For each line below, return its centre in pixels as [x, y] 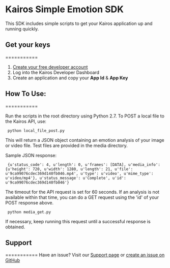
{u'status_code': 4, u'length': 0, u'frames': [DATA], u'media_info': [84, 165]
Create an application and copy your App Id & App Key [70, 78]
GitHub [13, 260]
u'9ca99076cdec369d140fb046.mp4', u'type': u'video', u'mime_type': [79, 173]
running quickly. [22, 28]
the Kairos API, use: [26, 121]
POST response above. [30, 202]
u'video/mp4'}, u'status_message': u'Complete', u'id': [66, 178]
